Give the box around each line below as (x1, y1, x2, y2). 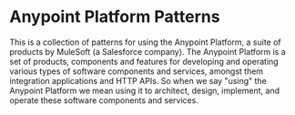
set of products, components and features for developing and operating (9, 56, 280, 67)
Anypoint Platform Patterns (9, 6, 220, 27)
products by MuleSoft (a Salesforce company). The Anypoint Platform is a (9, 46, 287, 57)
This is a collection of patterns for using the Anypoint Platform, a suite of (9, 37, 282, 47)
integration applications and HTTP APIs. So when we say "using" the (9, 75, 267, 86)
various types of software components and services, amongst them (9, 66, 264, 77)
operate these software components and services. (9, 94, 198, 106)
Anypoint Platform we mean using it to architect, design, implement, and (9, 85, 280, 96)
